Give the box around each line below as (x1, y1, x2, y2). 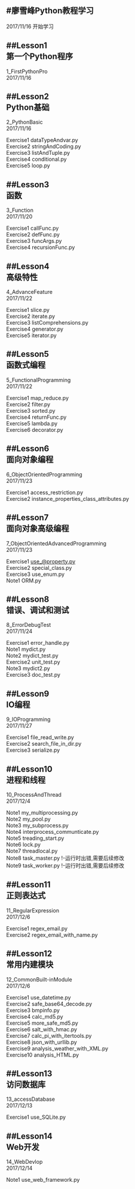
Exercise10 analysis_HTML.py (6, 1051, 79, 1058)
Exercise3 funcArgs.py (6, 238, 62, 245)
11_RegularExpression (6, 906, 60, 914)
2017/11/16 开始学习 (6, 23, 54, 30)
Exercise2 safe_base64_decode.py (6, 1000, 93, 1007)
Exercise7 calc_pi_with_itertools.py (6, 1032, 92, 1039)
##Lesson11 (6, 879, 51, 890)
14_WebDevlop (6, 1158, 43, 1166)
